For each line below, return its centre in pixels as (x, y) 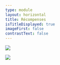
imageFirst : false (24, 29)
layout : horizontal (26, 15)
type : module (19, 10)
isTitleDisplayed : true (30, 24)
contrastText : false (27, 34)
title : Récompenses (26, 19)
